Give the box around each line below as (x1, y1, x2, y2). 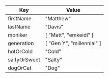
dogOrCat (8, 64, 32, 71)
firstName (8, 15, 32, 22)
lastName (8, 23, 31, 30)
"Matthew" (45, 15, 71, 22)
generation (8, 40, 34, 47)
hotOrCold (8, 48, 33, 55)
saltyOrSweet (8, 56, 41, 63)
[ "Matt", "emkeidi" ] (45, 31, 94, 38)
